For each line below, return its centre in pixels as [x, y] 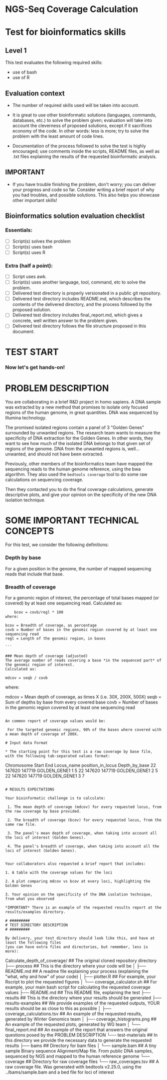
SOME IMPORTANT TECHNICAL [72, 520]
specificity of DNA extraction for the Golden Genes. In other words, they [79, 438]
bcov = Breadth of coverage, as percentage [51, 625]
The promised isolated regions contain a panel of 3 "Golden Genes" [75, 427]
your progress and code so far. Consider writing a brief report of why [83, 189]
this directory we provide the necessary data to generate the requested [79, 1040]
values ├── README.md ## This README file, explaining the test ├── [78, 992]
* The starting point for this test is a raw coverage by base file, [79, 751]
